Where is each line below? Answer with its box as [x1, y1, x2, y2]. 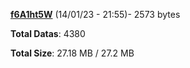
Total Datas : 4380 [10, 28, 86, 39]
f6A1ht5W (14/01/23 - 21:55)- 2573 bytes [10, 9, 181, 20]
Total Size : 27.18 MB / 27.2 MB [10, 47, 135, 59]
